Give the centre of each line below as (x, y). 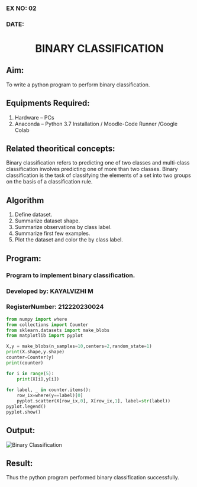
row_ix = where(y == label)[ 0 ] (50, 396)
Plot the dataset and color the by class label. (69, 240)
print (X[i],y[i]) (38, 379)
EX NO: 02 (21, 8)
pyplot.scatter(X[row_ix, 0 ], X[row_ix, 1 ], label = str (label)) (93, 401)
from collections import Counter (47, 325)
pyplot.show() (24, 412)
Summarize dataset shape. (47, 221)
